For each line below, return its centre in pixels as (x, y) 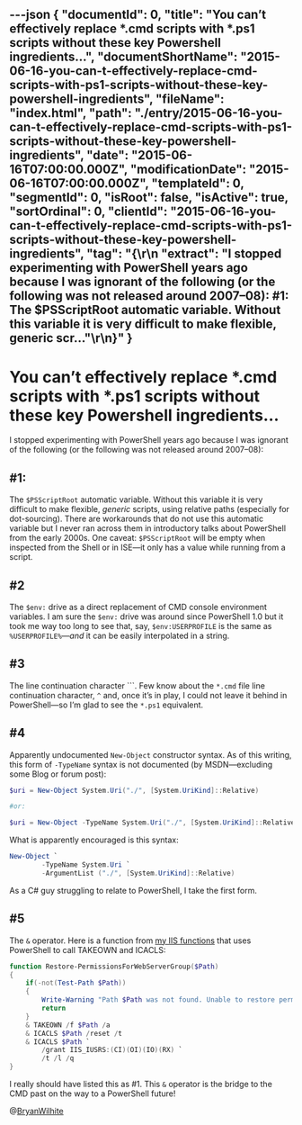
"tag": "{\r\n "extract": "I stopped (184, 254)
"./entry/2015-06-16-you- (209, 113)
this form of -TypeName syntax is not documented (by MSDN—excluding (141, 764)
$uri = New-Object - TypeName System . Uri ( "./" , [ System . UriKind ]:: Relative (152, 823)
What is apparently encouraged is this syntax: (94, 840)
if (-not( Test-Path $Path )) (76, 983)
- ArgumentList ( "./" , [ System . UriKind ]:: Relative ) (138, 873)
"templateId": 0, (198, 184)
